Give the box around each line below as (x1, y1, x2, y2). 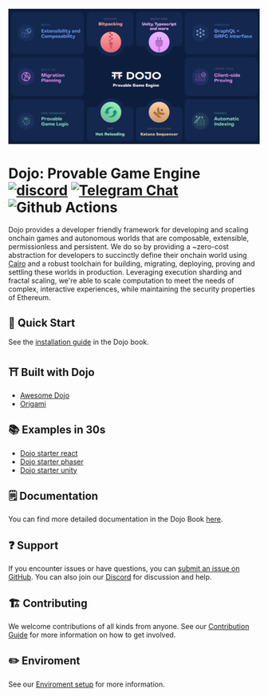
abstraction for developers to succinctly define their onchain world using (8, 251, 247, 260)
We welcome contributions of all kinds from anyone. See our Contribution (8, 622, 250, 631)
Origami (19, 398, 46, 408)
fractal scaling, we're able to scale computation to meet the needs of (8, 276, 235, 286)
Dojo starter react (19, 448, 78, 457)
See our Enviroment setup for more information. (8, 679, 165, 689)
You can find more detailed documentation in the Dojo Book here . (8, 514, 223, 524)
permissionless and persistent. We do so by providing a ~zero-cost (8, 242, 229, 251)
